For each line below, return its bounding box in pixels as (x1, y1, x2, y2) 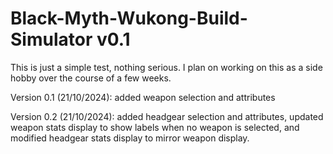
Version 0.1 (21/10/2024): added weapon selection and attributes (10, 91, 276, 103)
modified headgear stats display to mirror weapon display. (10, 132, 250, 144)
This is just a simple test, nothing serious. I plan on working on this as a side (10, 61, 323, 73)
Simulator (10, 28, 93, 51)
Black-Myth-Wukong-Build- (10, 7, 248, 30)
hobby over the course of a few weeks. (10, 72, 172, 84)
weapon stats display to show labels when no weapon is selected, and (10, 121, 300, 133)
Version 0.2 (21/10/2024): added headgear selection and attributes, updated (10, 110, 324, 122)
